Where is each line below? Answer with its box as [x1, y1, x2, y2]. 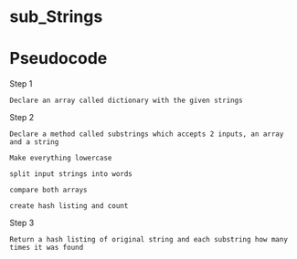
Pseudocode [9, 48, 108, 69]
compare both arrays [9, 185, 89, 195]
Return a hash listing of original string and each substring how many [9, 235, 288, 244]
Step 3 [9, 217, 35, 229]
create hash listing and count [9, 202, 129, 211]
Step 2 [9, 112, 35, 123]
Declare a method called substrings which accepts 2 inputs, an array [9, 129, 284, 139]
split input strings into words [9, 170, 133, 179]
